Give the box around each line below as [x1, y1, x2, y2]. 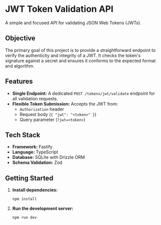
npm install [12, 196, 37, 202]
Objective [5, 34, 36, 42]
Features [5, 77, 33, 86]
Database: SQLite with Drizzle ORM [12, 154, 85, 160]
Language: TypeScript [12, 149, 58, 155]
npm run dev [12, 215, 37, 220]
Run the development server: [12, 206, 74, 212]
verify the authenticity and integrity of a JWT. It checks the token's [5, 52, 141, 58]
